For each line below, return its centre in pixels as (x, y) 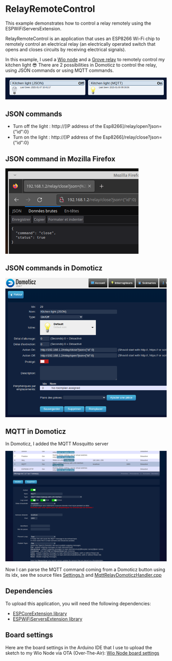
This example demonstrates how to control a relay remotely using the (78, 23)
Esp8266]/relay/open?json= (133, 126)
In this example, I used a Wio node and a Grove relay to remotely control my (85, 59)
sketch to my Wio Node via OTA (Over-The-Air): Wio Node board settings (82, 653)
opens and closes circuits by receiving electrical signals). (66, 49)
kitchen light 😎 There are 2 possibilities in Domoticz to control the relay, (81, 65)
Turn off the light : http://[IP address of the (57, 126)
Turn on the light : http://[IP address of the (57, 137)
